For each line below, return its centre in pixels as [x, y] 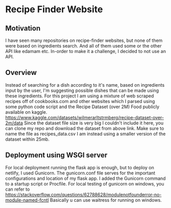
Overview [21, 73]
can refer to [18, 189]
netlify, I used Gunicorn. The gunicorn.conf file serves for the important [80, 173]
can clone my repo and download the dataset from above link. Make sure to [85, 128]
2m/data [14, 123]
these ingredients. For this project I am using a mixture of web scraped [80, 96]
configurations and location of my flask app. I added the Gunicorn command [86, 178]
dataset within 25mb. [28, 139]
